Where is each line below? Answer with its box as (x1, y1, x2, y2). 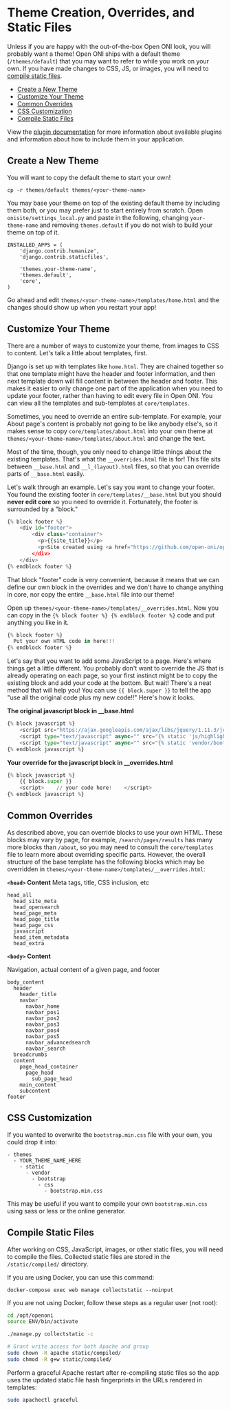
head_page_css (13, 922, 54, 929)
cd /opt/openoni (7, 1312, 54, 1319)
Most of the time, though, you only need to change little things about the (7, 447, 212, 456)
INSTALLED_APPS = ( (7, 241, 63, 248)
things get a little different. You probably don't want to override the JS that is (7, 664, 224, 673)
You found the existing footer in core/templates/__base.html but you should (7, 490, 222, 498)
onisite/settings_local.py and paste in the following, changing (7, 213, 189, 221)
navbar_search (25, 1045, 67, 1052)
